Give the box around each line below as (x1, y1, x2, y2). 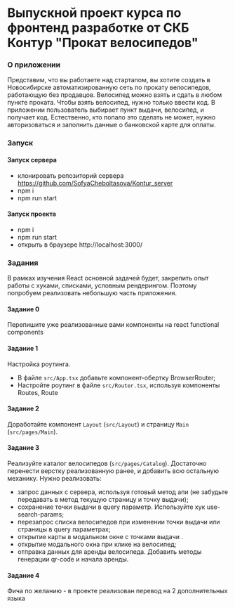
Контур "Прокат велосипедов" (7, 35, 199, 51)
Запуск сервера (7, 156, 58, 164)
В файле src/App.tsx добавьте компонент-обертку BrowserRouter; (17, 373, 216, 382)
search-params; (17, 510, 65, 518)
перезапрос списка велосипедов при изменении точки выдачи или (17, 517, 220, 526)
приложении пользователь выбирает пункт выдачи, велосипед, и (7, 105, 205, 114)
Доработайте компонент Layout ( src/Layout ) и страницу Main (7, 420, 189, 428)
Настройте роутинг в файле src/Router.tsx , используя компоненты (17, 381, 220, 389)
